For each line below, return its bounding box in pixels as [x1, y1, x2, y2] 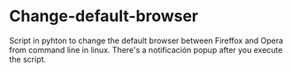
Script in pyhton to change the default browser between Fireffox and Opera [9, 35, 284, 46]
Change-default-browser [9, 6, 199, 26]
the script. [9, 54, 47, 64]
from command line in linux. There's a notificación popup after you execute [9, 44, 283, 55]
